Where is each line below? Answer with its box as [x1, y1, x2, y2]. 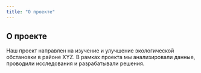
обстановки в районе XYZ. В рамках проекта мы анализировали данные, [6, 54, 196, 61]
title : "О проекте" [6, 8, 56, 15]
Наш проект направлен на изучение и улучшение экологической [6, 47, 174, 54]
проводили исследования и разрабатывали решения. [6, 60, 145, 67]
